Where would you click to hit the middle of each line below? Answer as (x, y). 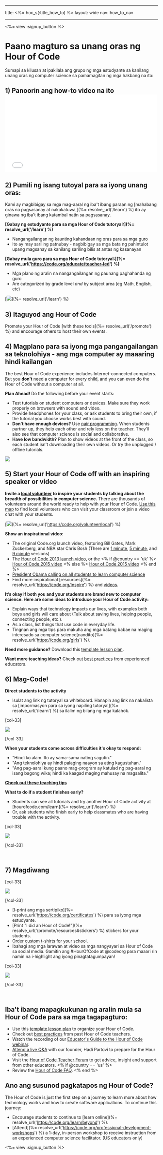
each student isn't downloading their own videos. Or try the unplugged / (84, 444)
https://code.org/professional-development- (107, 1127)
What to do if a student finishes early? (44, 792)
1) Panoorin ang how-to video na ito (60, 91)
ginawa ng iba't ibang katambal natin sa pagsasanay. (58, 215)
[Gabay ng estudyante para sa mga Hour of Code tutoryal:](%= (70, 224)
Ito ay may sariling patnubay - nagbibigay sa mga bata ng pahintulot (80, 244)
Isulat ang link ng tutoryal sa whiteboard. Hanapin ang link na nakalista (82, 700)
